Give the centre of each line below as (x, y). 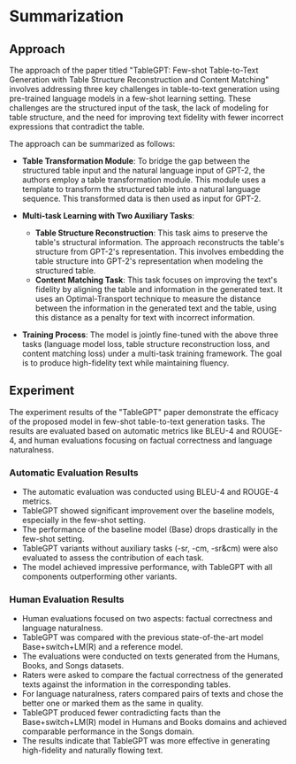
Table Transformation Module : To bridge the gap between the (136, 161)
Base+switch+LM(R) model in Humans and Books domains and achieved (154, 722)
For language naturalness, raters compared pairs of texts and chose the (152, 694)
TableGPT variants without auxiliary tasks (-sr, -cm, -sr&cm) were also (150, 548)
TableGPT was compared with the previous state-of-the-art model (142, 637)
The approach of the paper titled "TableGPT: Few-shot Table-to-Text (134, 70)
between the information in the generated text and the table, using (156, 308)
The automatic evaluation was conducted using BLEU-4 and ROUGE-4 (150, 492)
